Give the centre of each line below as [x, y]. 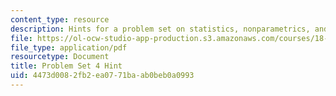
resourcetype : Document [60, 57]
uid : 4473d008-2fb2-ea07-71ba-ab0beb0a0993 [102, 76]
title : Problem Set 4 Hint [66, 66]
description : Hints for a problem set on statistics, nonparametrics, [160, 29]
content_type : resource [60, 19]
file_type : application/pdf [69, 47]
